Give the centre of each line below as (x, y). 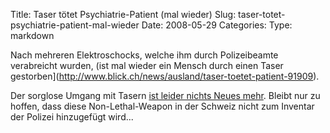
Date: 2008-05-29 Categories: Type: (217, 25)
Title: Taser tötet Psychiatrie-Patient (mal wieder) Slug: (123, 14)
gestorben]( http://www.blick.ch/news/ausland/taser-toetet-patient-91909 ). (165, 76)
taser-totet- (262, 14)
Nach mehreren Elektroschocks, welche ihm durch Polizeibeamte (144, 55)
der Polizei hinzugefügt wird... (72, 117)
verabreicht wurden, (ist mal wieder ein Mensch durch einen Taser (147, 65)
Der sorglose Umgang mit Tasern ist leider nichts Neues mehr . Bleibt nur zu (165, 95)
